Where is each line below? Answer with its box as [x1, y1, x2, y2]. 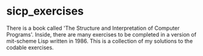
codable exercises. [6, 44, 54, 51]
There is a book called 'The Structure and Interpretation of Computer [6, 24, 180, 32]
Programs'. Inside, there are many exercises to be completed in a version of [6, 30, 197, 38]
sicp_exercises [6, 4, 84, 18]
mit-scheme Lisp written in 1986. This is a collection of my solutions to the [6, 37, 193, 44]
